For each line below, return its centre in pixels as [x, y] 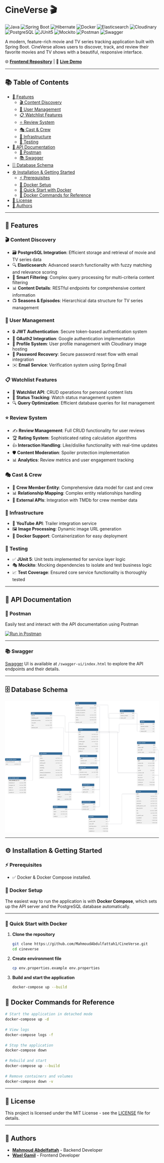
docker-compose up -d [27, 1019]
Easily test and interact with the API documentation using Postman [72, 624]
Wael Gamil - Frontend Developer [46, 1155]
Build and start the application [43, 977]
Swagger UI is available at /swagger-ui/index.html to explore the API [74, 664]
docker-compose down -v [29, 1081]
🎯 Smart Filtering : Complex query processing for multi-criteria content [83, 278]
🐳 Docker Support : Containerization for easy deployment [70, 536]
